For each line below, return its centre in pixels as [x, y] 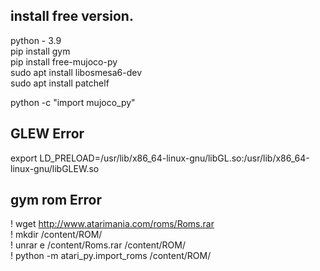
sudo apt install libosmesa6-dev [76, 72]
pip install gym [40, 51]
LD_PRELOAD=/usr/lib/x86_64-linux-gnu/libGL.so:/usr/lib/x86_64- [174, 158]
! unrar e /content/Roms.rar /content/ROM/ [98, 245]
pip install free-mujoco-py [64, 61]
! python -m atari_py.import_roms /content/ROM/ [111, 256]
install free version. [72, 16]
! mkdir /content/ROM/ [56, 235]
